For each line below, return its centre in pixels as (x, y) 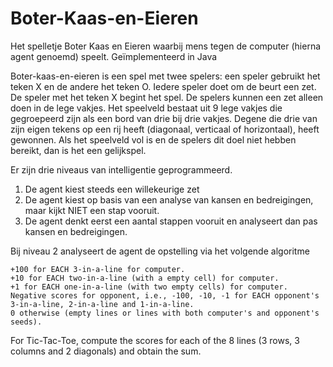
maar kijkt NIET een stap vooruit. (92, 210)
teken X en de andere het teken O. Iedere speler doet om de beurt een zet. (163, 86)
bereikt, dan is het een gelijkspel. (78, 150)
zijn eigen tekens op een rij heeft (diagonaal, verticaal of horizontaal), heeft (165, 129)
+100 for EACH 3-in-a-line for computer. (98, 269)
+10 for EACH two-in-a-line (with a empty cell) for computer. (145, 278)
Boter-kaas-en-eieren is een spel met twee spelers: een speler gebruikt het (165, 76)
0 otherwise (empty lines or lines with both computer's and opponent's (165, 313)
